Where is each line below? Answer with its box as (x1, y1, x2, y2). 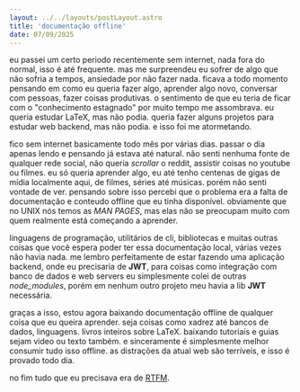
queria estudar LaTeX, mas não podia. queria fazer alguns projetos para (9, 111, 274, 122)
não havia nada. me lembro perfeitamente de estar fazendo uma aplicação (9, 252, 285, 263)
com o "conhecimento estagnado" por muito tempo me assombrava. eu (9, 102, 275, 113)
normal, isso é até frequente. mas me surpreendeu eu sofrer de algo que (9, 64, 278, 75)
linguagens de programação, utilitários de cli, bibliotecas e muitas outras (9, 233, 278, 244)
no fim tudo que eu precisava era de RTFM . (9, 372, 171, 383)
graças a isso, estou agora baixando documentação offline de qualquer (9, 307, 274, 318)
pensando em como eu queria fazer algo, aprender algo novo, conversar (9, 83, 278, 94)
